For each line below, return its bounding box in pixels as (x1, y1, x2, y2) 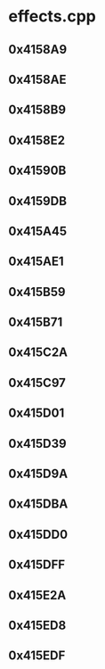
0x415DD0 (8, 526, 69, 541)
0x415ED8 (8, 618, 67, 632)
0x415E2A (8, 587, 67, 603)
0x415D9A (8, 467, 69, 482)
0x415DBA (8, 497, 69, 512)
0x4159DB (8, 194, 68, 209)
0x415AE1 (8, 254, 64, 269)
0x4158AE (8, 71, 67, 87)
